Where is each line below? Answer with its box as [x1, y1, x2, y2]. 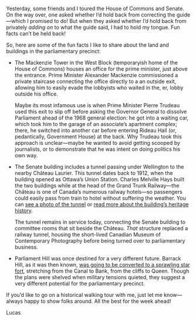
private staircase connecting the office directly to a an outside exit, [14, 78, 177, 85]
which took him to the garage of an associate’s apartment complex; [14, 121, 177, 127]
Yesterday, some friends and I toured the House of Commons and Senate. [6, 5, 185, 12]
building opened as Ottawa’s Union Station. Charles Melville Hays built [14, 176, 185, 183]
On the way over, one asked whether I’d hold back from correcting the [6, 11, 175, 18]
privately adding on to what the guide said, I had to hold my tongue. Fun [6, 24, 180, 31]
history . [14, 207, 33, 214]
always [6, 297, 23, 305]
